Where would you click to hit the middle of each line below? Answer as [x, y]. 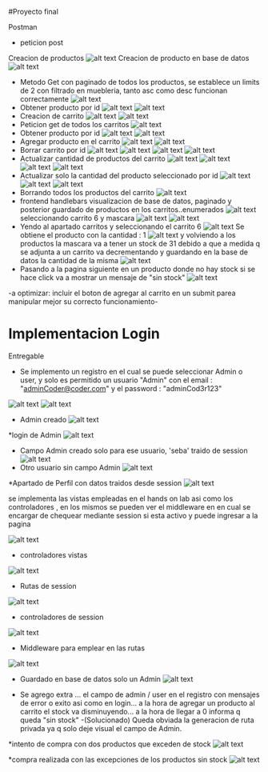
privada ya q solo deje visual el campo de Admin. [101, 728]
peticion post [42, 42]
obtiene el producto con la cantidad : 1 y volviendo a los [128, 235]
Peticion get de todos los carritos [74, 124]
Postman [23, 27]
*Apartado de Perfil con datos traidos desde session [95, 482]
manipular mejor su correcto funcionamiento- [83, 302]
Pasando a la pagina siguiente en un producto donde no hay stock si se [138, 269]
